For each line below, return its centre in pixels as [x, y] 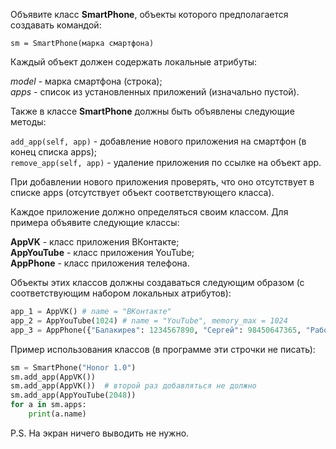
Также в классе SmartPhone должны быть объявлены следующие [152, 111]
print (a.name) [57, 414]
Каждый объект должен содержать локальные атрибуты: [133, 62]
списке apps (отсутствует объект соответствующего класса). [142, 192]
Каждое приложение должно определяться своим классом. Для [149, 212]
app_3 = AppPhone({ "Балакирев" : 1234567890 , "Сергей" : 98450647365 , [156, 330]
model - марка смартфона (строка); [86, 81]
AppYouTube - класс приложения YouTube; [102, 252]
